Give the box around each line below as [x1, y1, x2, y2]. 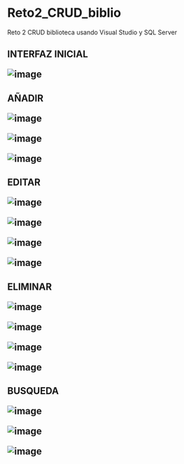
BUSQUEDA [7, 385, 59, 397]
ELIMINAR [7, 281, 52, 293]
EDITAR [7, 176, 41, 188]
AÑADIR [7, 92, 44, 104]
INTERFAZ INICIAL [7, 48, 89, 60]
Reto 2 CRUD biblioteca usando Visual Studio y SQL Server [7, 28, 177, 36]
